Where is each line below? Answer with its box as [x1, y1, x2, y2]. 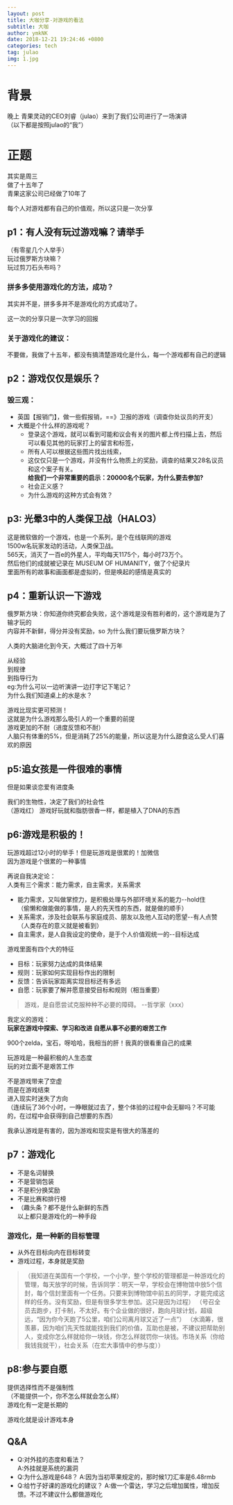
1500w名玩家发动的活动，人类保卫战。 [7, 542, 118, 550]
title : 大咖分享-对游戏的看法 [7, 17, 85, 24]
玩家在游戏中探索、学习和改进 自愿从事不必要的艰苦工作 [7, 1023, 167, 1032]
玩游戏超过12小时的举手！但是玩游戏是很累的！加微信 [7, 848, 159, 856]
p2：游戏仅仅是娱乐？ [7, 373, 101, 384]
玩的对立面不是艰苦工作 [7, 1061, 74, 1071]
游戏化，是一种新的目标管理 [7, 1231, 100, 1241]
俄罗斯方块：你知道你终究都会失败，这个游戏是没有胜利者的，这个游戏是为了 [7, 610, 226, 618]
